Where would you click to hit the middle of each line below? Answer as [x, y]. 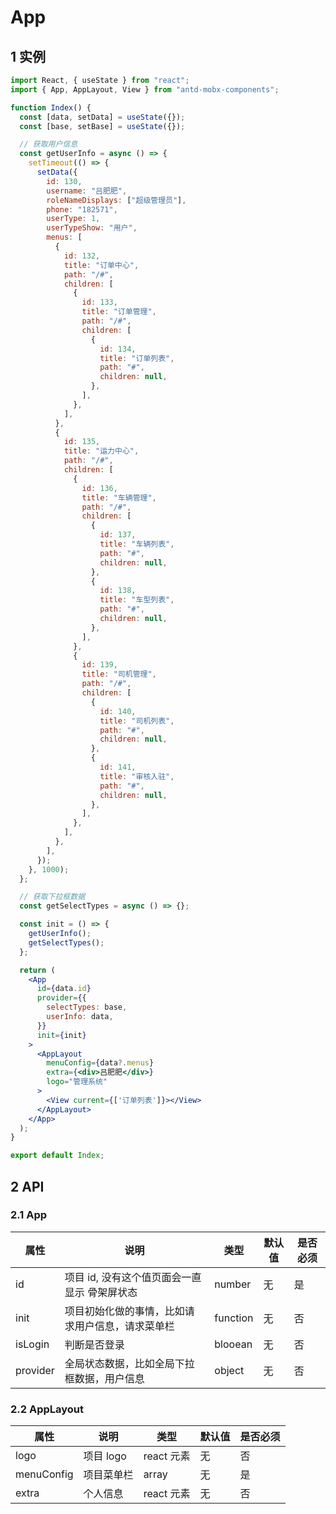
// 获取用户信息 [48, 144]
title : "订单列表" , [137, 358]
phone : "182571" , [82, 209]
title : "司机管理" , [119, 674]
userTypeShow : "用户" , [92, 228]
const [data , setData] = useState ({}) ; [102, 117]
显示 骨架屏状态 [101, 1292]
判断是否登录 [94, 1344]
